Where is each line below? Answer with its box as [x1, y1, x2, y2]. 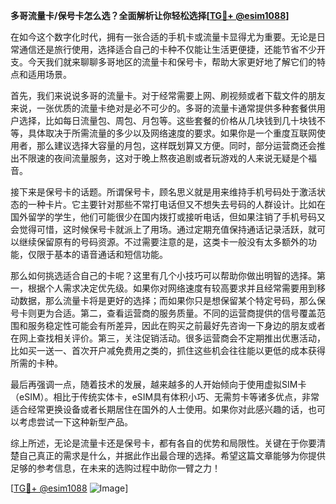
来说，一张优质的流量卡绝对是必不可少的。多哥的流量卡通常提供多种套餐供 [10, 102, 317, 114]
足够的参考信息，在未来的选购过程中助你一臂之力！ [10, 462, 221, 474]
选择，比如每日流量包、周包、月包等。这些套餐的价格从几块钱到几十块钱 [18, 115, 317, 126]
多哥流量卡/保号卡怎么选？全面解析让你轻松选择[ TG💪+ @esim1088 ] [10, 10, 290, 21]
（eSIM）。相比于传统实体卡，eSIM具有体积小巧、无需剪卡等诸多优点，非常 [10, 391, 320, 403]
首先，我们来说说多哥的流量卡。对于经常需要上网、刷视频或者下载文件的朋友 [10, 90, 326, 101]
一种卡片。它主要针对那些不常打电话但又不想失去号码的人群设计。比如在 [27, 199, 326, 210]
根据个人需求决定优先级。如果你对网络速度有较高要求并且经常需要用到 [27, 282, 317, 294]
